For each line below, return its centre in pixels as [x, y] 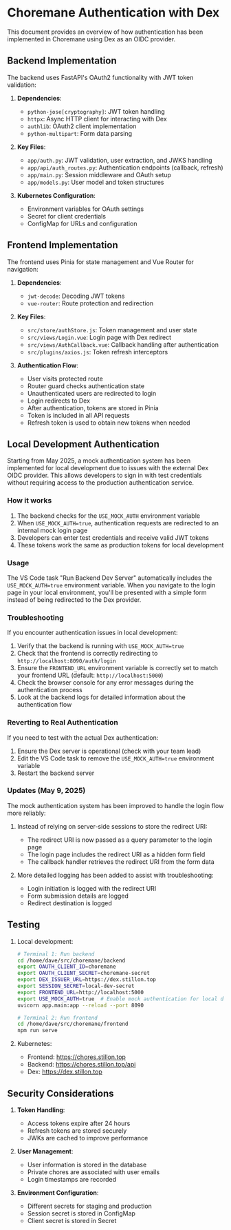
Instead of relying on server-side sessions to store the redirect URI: [112, 826]
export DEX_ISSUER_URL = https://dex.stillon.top [86, 980]
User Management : [45, 1151]
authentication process [49, 690]
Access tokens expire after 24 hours [79, 1123]
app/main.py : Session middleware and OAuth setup [99, 174]
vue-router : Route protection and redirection [90, 303]
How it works [30, 501]
